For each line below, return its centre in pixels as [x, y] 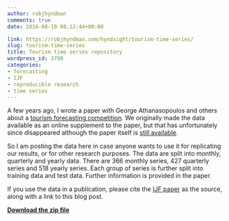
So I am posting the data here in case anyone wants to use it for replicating [114, 146]
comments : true [29, 20]
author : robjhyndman [37, 14]
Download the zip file [39, 210]
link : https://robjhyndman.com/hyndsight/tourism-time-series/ [101, 39]
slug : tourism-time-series [46, 46]
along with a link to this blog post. [55, 197]
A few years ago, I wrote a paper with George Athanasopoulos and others [112, 110]
